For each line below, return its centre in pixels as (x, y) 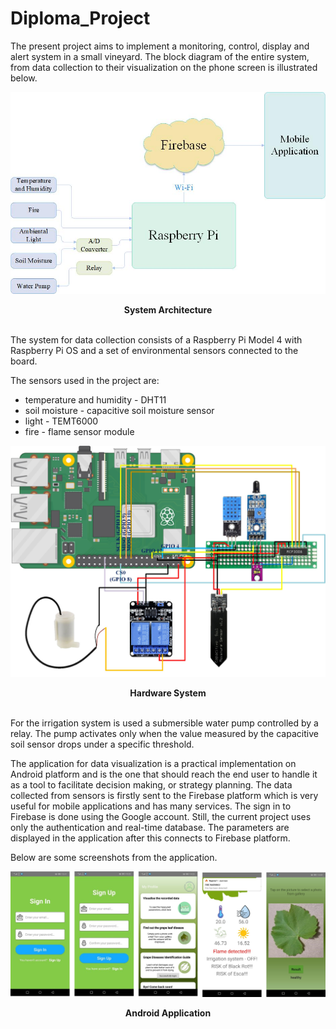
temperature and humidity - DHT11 (95, 399)
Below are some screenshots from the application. (114, 858)
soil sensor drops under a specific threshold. (102, 744)
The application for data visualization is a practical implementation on (153, 764)
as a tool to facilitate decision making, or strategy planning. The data (151, 785)
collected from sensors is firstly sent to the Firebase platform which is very (164, 796)
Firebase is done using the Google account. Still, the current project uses (161, 817)
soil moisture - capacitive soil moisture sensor (119, 410)
